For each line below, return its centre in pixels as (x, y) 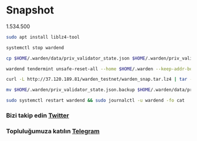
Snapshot (30, 10)
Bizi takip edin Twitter (38, 115)
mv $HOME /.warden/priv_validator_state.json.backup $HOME (78, 90)
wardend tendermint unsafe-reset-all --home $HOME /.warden (80, 69)
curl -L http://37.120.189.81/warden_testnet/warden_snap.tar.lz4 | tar (97, 80)
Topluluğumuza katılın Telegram (53, 131)
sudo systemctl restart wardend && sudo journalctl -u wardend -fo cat (95, 101)
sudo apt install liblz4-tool (43, 37)
